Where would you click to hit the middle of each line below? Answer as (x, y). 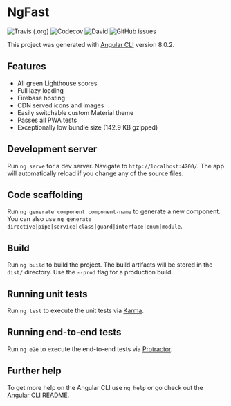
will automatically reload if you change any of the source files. (95, 173)
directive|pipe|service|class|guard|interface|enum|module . (95, 227)
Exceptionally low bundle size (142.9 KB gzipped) (87, 127)
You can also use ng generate (49, 219)
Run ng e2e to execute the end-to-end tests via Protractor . (90, 349)
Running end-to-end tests (64, 332)
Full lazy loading (40, 90)
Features (27, 67)
